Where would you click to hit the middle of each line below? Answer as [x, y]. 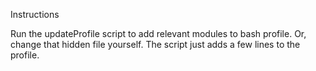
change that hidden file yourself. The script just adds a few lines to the [155, 44]
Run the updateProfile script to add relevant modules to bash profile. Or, [158, 33]
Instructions [35, 14]
